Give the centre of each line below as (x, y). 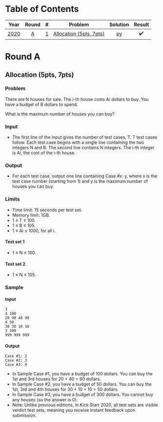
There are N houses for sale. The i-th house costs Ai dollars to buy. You (77, 99)
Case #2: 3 (16, 360)
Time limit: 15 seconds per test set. (47, 210)
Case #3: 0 (16, 365)
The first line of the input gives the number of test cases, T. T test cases (85, 137)
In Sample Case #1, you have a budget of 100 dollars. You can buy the (82, 374)
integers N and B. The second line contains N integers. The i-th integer (83, 148)
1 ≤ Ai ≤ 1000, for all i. (34, 230)
